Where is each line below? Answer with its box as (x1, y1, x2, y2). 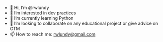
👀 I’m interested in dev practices (9, 10, 76, 16)
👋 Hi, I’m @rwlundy (9, 5, 49, 10)
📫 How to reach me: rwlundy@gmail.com (9, 31, 96, 37)
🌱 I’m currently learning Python (9, 15, 74, 21)
